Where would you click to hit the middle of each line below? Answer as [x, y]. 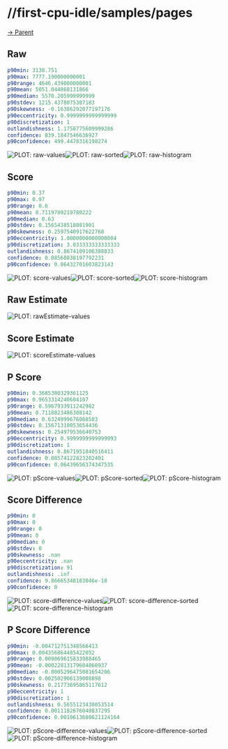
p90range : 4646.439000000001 [50, 83]
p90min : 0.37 [26, 193]
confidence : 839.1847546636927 [53, 135]
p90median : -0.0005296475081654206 [59, 672]
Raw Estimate [37, 299]
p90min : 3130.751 [32, 70]
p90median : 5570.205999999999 [51, 96]
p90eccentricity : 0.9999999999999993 [62, 439]
